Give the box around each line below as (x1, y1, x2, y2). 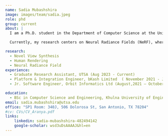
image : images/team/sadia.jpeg (5, 12, 70, 17)
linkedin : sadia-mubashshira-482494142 (14, 118, 97, 123)
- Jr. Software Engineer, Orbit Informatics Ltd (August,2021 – (9, 81, 146, 87)
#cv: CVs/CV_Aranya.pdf (5, 109, 55, 114)
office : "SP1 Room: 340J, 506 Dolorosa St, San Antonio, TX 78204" (5, 104, 149, 109)
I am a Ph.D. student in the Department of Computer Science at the (9, 31, 155, 36)
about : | (5, 26, 23, 31)
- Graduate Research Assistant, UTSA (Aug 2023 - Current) (9, 72, 135, 77)
